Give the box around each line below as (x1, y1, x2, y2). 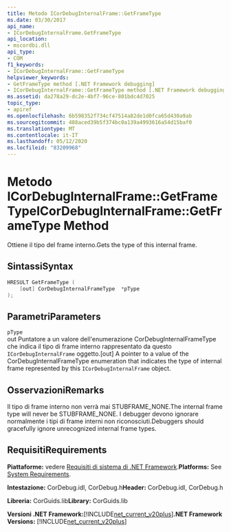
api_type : (7, 49, 36, 56)
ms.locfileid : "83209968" (7, 145, 81, 151)
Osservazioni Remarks (7, 384, 104, 396)
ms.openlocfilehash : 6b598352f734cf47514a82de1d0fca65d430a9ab (7, 112, 192, 119)
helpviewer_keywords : (7, 74, 69, 81)
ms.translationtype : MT (7, 125, 76, 132)
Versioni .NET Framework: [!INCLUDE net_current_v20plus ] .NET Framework (7, 510, 223, 518)
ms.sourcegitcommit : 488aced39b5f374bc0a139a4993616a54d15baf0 (7, 118, 192, 126)
